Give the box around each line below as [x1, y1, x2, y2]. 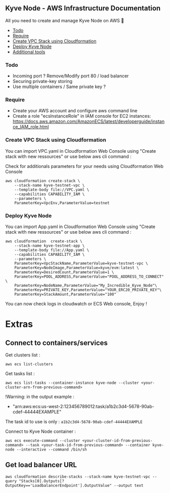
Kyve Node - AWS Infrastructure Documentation [5, 4, 161, 13]
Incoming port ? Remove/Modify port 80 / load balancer [12, 73, 129, 79]
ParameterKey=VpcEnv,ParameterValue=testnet [14, 200, 110, 205]
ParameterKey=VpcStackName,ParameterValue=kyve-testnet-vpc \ [14, 261, 148, 266]
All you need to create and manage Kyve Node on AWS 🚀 [5, 17, 124, 23]
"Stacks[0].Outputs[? [18, 478, 65, 483]
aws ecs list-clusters [5, 362, 53, 367]
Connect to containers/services [5, 338, 108, 347]
